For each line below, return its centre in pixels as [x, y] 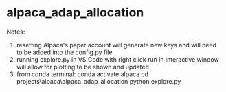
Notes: [16, 32]
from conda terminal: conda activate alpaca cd [82, 74]
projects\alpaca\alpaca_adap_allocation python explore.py [99, 81]
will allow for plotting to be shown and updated [82, 67]
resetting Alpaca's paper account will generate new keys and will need [116, 45]
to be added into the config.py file [64, 52]
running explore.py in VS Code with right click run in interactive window [117, 59]
